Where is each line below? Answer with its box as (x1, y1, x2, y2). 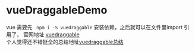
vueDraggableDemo (6, 4, 108, 17)
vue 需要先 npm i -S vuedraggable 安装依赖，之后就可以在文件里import (6, 23, 183, 30)
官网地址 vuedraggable (23, 30, 80, 38)
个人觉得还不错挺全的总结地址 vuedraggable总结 (6, 38, 124, 45)
